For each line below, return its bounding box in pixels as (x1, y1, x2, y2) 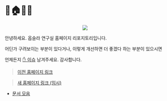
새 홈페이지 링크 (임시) (17, 80, 62, 86)
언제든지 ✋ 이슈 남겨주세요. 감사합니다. (5, 56, 82, 62)
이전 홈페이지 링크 (17, 69, 53, 75)
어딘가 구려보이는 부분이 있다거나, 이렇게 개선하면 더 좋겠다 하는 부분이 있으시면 (5, 46, 162, 52)
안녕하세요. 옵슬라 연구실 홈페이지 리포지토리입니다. (5, 35, 107, 41)
